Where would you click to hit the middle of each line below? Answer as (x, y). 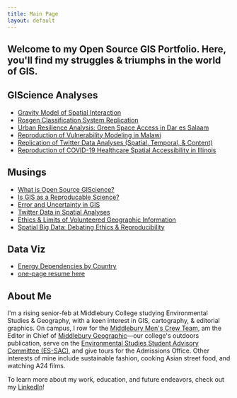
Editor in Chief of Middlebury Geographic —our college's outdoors (103, 336)
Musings (27, 172)
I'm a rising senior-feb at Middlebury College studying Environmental (108, 313)
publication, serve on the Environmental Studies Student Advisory (103, 343)
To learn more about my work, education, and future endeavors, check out (116, 380)
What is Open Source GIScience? (66, 189)
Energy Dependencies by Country (67, 266)
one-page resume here (51, 274)
